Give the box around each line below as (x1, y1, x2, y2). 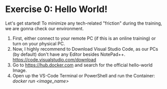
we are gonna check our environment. (5, 25, 84, 31)
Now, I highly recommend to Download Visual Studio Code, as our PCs (12, 46, 158, 52)
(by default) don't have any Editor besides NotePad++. (12, 51, 125, 57)
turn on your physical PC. (12, 40, 65, 46)
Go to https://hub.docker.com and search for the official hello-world (12, 62, 153, 68)
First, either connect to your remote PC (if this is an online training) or (12, 35, 156, 41)
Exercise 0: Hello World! (5, 4, 108, 15)
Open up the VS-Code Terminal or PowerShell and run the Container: (12, 72, 155, 78)
